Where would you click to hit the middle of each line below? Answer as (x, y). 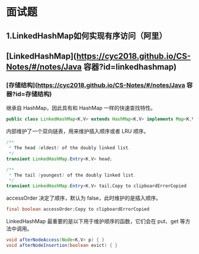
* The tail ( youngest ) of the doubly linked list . (72, 175)
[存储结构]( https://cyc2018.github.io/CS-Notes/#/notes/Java (96, 85)
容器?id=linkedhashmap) (130, 66)
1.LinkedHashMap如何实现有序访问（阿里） (86, 36)
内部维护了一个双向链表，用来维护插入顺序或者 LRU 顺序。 (78, 131)
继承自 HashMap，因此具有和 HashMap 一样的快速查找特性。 (81, 108)
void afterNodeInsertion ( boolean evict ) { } (62, 245)
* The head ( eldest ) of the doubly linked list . (70, 148)
